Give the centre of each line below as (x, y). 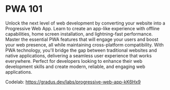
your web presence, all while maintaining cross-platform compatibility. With (85, 44)
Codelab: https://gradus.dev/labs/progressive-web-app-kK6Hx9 (73, 82)
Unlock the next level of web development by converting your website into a (85, 23)
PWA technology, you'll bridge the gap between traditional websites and (81, 50)
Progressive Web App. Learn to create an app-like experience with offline (82, 28)
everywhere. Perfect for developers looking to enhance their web (74, 61)
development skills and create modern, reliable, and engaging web (75, 66)
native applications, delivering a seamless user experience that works (79, 55)
